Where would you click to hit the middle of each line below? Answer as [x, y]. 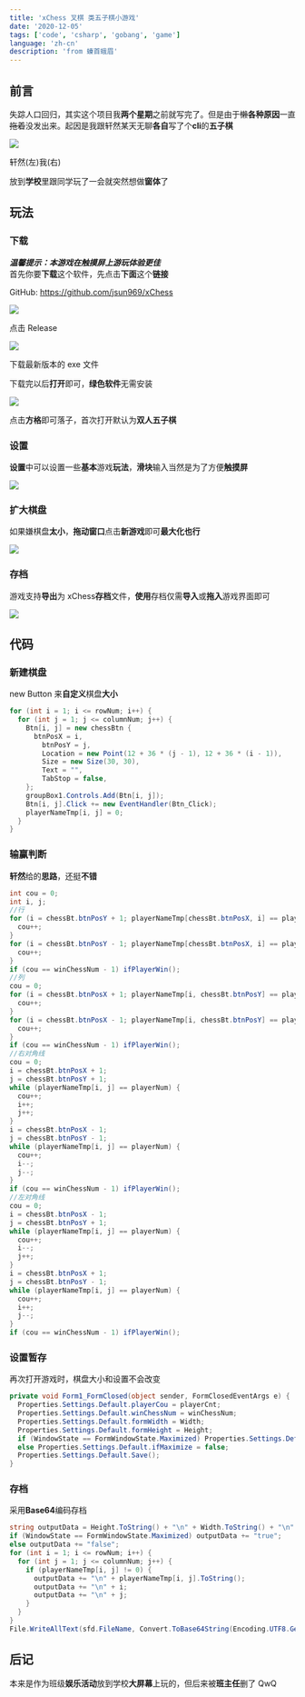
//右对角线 [27, 1054]
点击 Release [34, 327]
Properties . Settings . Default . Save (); [89, 1455]
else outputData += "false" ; [64, 1545]
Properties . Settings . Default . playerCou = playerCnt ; [119, 1405]
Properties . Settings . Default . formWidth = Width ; [111, 1422]
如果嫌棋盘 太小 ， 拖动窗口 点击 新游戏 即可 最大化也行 [105, 532]
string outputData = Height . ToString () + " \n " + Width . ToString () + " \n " [152, 1528]
